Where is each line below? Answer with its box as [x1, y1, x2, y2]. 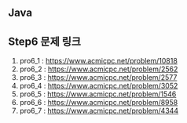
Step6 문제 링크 [8, 34, 81, 48]
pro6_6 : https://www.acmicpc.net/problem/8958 [19, 98, 178, 107]
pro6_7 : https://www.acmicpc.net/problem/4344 [19, 106, 179, 116]
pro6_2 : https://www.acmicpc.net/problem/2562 [19, 64, 178, 74]
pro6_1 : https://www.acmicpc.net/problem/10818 [19, 56, 178, 66]
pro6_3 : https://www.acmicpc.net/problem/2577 [19, 73, 178, 82]
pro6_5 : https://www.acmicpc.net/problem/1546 [19, 89, 177, 99]
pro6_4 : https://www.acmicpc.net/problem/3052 [19, 81, 178, 91]
